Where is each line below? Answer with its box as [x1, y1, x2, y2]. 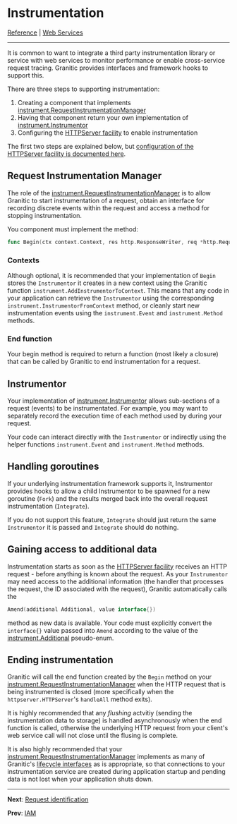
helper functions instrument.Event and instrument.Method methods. [7, 440, 205, 449]
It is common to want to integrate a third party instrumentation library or [7, 48, 216, 57]
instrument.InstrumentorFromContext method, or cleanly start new [7, 301, 200, 310]
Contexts [7, 255, 40, 265]
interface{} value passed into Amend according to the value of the [7, 626, 199, 634]
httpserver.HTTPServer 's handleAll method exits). [7, 695, 153, 703]
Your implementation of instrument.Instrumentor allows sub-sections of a [7, 396, 220, 405]
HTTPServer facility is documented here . [7, 150, 126, 158]
